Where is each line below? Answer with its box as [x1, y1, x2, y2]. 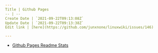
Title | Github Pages [5, 7, 49, 12]
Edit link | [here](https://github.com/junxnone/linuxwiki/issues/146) [5, 25, 154, 30]
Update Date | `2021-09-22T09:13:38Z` [5, 20, 84, 26]
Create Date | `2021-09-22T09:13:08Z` [5, 16, 84, 21]
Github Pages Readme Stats [12, 42, 69, 48]
